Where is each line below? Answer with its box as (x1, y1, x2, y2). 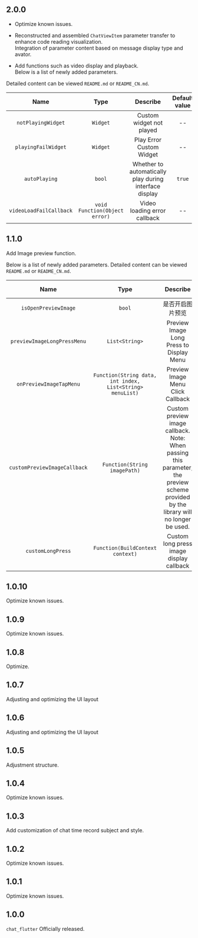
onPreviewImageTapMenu (16, 380, 81, 387)
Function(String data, (93, 372, 157, 379)
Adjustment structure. (6, 761, 59, 768)
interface (135, 182, 161, 190)
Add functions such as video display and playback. (14, 62, 138, 69)
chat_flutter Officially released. (6, 925, 85, 932)
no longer (164, 515, 192, 523)
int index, (110, 377, 140, 385)
